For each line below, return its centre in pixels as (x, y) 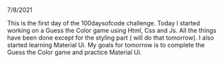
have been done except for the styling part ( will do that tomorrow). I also (111, 38)
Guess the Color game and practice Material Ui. (75, 52)
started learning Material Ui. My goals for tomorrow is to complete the (106, 45)
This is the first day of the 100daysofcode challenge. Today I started (104, 23)
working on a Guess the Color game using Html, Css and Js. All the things (112, 30)
